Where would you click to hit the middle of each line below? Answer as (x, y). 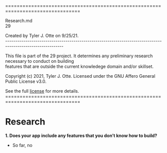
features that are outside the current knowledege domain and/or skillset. (79, 66)
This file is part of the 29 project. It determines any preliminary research (79, 56)
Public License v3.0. (26, 81)
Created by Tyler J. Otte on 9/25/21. (42, 36)
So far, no (22, 145)
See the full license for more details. (42, 91)
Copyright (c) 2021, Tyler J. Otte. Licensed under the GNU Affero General (80, 76)
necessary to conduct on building (40, 61)
